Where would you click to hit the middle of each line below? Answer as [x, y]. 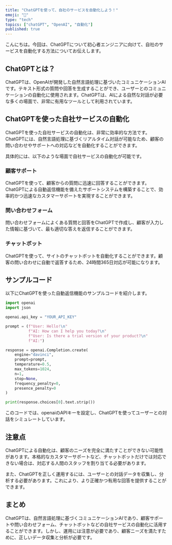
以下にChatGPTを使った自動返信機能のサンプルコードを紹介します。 [78, 293]
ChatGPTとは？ [30, 69]
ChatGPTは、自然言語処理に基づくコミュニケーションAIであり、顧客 [78, 518]
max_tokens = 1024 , [33, 369]
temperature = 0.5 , [33, 365]
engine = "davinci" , [34, 355]
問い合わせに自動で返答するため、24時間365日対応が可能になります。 [88, 262]
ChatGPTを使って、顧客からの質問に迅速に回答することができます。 [78, 183]
